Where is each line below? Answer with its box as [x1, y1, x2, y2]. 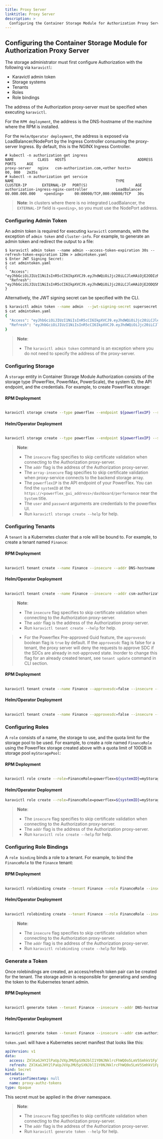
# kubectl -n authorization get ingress [5, 153, 88, 158]
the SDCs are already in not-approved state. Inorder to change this [24, 650, 158, 655]
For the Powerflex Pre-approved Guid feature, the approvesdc [24, 634, 147, 640]
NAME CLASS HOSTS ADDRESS [5, 157, 153, 162]
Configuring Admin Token [5, 217, 67, 224]
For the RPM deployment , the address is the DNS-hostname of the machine [5, 119, 152, 125]
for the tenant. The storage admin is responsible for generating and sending [5, 973, 157, 979]
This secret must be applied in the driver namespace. [5, 1094, 112, 1100]
